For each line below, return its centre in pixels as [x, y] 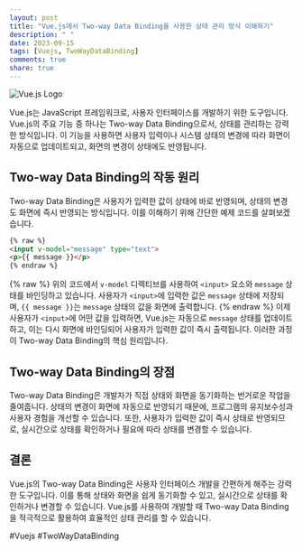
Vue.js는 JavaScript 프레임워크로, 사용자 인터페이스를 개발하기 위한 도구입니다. [149, 112]
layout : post [34, 18]
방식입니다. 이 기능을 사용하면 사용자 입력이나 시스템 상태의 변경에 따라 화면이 [155, 135]
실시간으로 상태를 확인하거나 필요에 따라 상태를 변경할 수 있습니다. [137, 429]
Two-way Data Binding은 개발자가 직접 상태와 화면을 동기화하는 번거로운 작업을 [150, 395]
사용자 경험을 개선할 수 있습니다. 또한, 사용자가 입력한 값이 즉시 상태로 [132, 418]
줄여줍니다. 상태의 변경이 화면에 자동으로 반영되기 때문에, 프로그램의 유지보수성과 [151, 406]
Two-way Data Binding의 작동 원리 [105, 177]
